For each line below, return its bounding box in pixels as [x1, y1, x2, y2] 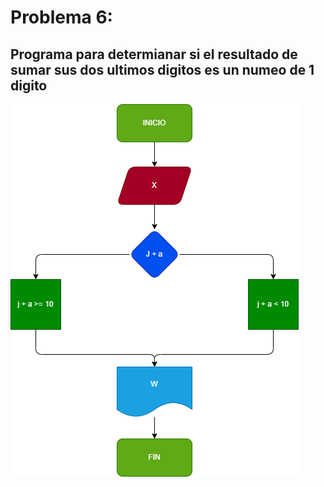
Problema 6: [10, 6, 113, 29]
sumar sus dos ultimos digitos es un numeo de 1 [10, 61, 315, 78]
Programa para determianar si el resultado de [10, 46, 298, 63]
